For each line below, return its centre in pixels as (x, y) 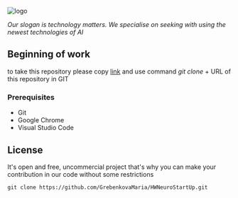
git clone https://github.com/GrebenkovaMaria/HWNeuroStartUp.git (108, 187)
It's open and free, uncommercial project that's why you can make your (112, 167)
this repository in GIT (38, 78)
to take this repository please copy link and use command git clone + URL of (119, 71)
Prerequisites (31, 97)
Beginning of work (49, 54)
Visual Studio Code (46, 128)
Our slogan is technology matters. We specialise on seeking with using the (117, 24)
